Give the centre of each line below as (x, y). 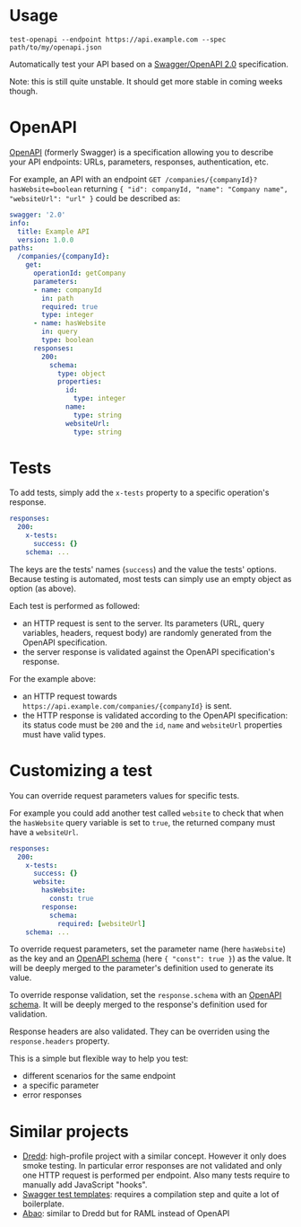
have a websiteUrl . (44, 832)
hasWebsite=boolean (46, 190)
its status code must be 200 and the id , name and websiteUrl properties (152, 725)
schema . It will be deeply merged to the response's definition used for (138, 1005)
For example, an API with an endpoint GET (85, 179)
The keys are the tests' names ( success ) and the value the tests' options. (143, 569)
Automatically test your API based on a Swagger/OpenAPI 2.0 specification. (149, 64)
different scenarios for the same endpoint (99, 1076)
